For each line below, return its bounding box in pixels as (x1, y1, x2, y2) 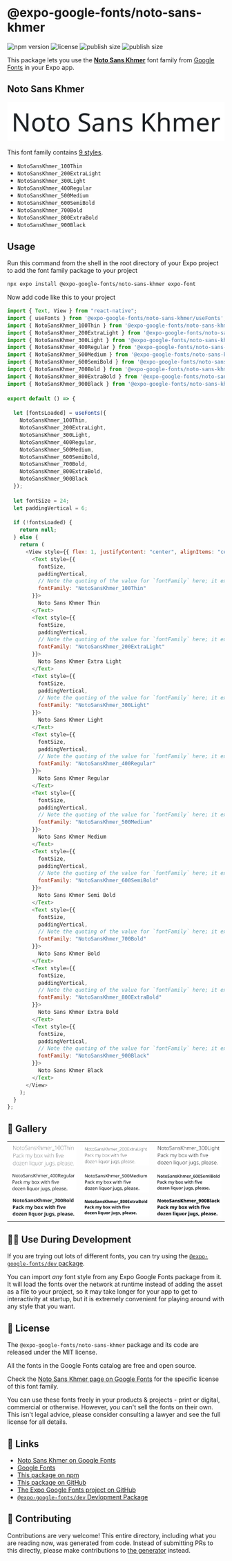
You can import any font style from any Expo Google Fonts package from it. (7, 1273, 222, 1281)
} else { (13, 534, 39, 541)
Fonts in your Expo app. (7, 63, 75, 71)
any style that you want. (7, 1302, 76, 1310)
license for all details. (7, 1418, 68, 1426)
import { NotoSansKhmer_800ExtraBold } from (7, 373, 137, 380)
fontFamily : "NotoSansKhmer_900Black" (37, 1053, 150, 1060)
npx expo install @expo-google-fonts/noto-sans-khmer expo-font (7, 280, 196, 288)
